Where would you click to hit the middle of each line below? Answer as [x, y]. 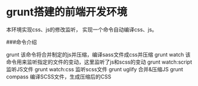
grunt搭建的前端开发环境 [67, 12]
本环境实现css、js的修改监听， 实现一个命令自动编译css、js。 [82, 29]
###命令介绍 [22, 42]
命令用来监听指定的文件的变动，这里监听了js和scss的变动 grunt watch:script [99, 62]
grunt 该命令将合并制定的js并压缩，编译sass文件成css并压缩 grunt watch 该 [98, 54]
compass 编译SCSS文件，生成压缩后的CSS [59, 77]
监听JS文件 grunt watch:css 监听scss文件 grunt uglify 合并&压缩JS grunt [95, 69]
